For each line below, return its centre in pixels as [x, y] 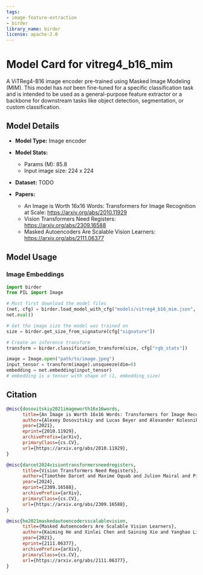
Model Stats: [31, 152]
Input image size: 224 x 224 [59, 170]
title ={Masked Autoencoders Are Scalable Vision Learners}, [99, 526]
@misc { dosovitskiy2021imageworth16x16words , [63, 409]
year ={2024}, [39, 482]
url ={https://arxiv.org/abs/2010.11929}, [75, 448]
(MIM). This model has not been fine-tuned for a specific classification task [100, 88]
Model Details [33, 126]
